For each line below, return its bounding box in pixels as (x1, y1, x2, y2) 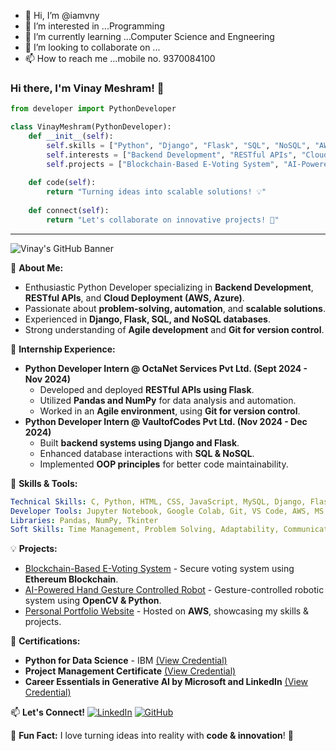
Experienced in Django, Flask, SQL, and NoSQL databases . (24, 313, 271, 325)
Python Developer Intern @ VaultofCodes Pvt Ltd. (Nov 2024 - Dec (24, 415, 308, 427)
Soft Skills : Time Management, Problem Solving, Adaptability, (10, 525, 280, 535)
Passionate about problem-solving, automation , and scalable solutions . (24, 302, 326, 314)
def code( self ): (28, 178, 97, 188)
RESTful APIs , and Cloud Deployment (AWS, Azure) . (24, 291, 245, 304)
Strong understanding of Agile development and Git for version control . (24, 323, 325, 335)
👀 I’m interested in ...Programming (24, 20, 165, 32)
